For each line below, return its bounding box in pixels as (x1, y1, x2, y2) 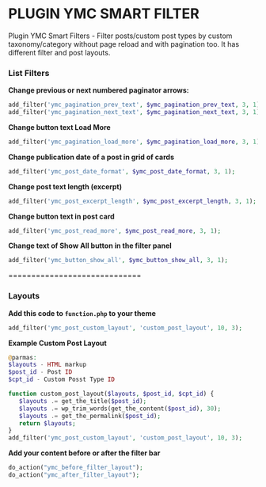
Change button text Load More (8, 122, 111, 131)
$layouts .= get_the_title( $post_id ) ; (18, 397, 147, 405)
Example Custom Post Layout (8, 338, 107, 348)
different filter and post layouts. (8, 48, 111, 57)
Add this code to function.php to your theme (8, 308, 157, 318)
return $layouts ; (18, 419, 77, 428)
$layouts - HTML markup (8, 361, 87, 369)
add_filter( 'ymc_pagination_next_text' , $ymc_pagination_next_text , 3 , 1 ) (8, 108, 260, 116)
